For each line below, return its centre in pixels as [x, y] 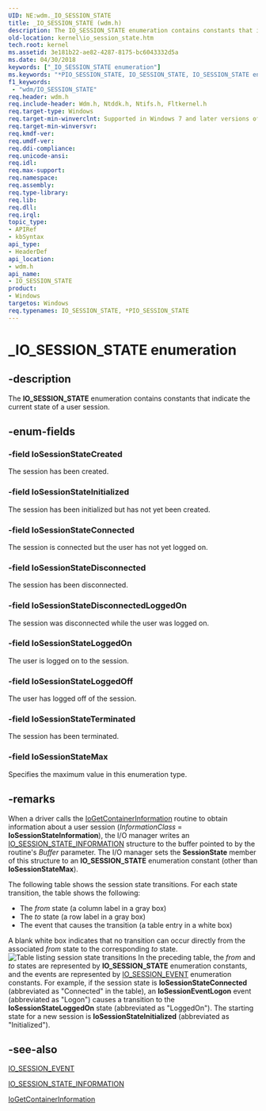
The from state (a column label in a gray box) [93, 908]
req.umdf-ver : [32, 141]
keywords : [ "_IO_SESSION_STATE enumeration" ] [84, 67]
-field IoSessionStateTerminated [72, 719]
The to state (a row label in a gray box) [83, 917]
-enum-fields [42, 432]
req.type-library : [38, 192]
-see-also [33, 1049]
